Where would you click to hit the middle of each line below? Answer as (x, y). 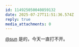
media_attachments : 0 (28, 24)
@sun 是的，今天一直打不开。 (36, 39)
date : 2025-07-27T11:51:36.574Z (39, 15)
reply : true (18, 19)
